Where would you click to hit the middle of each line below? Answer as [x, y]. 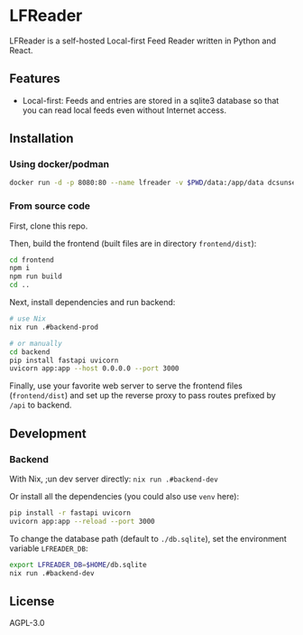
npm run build [36, 276]
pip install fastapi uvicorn [64, 360]
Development [48, 433]
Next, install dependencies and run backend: [92, 303]
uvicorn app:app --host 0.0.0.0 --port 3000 [94, 369]
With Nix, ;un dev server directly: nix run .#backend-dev [114, 479]
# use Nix [28, 319]
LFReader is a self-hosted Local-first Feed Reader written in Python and [143, 41]
